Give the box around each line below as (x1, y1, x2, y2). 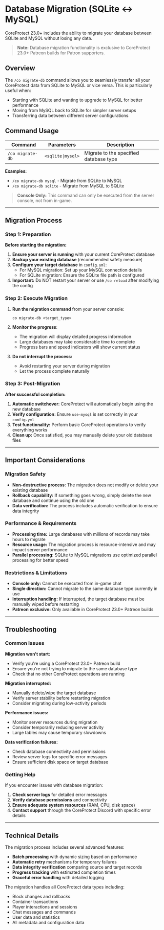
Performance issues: (5, 709, 49, 715)
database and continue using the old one (12, 498, 95, 503)
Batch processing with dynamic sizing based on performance (12, 854, 138, 860)
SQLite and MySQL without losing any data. (5, 35, 93, 41)
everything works (12, 427, 48, 432)
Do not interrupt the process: (12, 353, 73, 359)
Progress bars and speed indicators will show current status (19, 344, 141, 350)
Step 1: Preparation (5, 231, 51, 238)
